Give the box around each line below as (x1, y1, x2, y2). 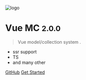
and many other (12, 59, 46, 65)
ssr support (12, 48, 37, 55)
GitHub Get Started (5, 69, 45, 75)
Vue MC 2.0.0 (5, 23, 61, 34)
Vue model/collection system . (17, 39, 81, 45)
